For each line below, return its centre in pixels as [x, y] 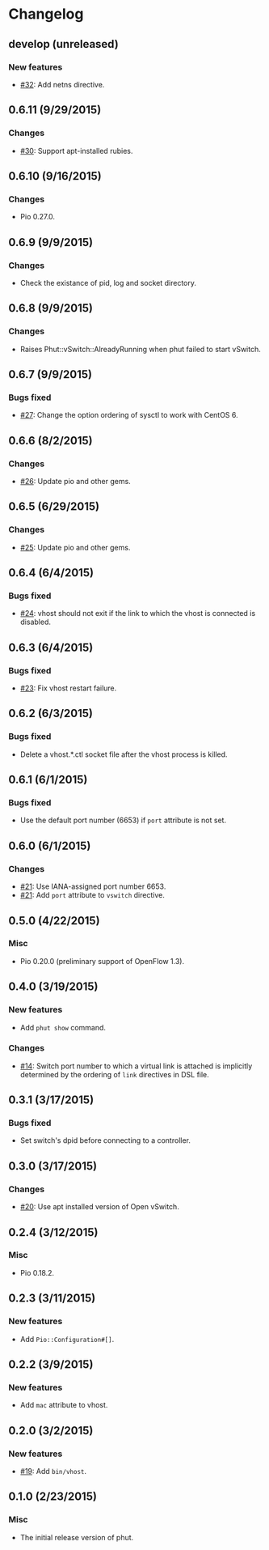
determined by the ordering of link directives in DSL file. [115, 1074]
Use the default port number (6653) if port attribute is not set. [123, 820]
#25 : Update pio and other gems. [75, 547]
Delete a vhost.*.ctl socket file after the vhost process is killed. [124, 754]
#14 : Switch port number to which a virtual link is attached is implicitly [136, 1066]
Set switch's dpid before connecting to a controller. [105, 1140]
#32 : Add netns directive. [62, 84]
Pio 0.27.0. [37, 217]
